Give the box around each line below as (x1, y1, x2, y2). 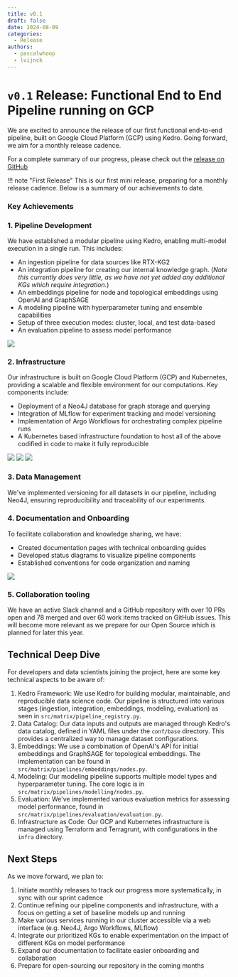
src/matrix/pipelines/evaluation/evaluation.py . (17, 809, 163, 818)
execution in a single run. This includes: (7, 244, 124, 252)
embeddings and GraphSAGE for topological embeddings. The (17, 749, 201, 757)
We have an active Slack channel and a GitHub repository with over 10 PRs (7, 605, 226, 615)
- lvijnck (13, 57, 43, 64)
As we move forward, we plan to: (7, 872, 104, 880)
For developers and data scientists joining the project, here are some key (7, 667, 221, 676)
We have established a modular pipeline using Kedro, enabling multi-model (7, 236, 227, 245)
